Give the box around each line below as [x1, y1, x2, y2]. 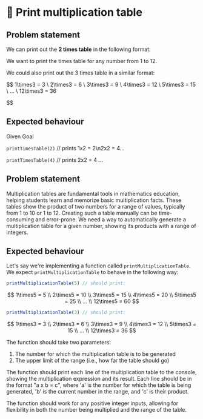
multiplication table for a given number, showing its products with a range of [6, 222, 196, 229]
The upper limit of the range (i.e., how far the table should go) [15, 357, 170, 364]
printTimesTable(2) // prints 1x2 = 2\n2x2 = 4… [6, 144, 125, 152]
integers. [6, 229, 28, 236]
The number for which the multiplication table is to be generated [15, 350, 176, 358]
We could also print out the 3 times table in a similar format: [6, 69, 155, 76]
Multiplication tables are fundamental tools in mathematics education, [6, 190, 180, 197]
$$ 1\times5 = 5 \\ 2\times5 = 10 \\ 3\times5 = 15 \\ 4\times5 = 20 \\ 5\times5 [7, 291, 197, 299]
